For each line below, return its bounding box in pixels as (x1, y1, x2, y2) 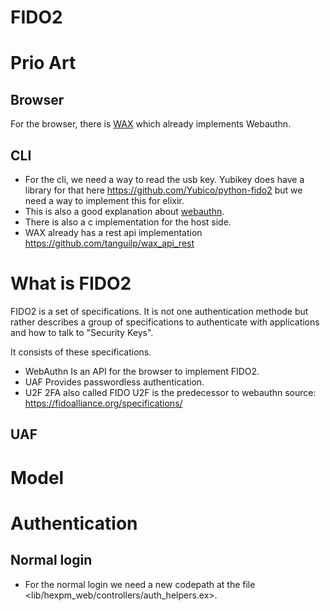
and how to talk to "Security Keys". (10, 326, 154, 338)
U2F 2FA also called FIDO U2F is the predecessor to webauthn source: (24, 386, 317, 398)
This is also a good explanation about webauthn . (24, 206, 225, 217)
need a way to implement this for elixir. (24, 195, 185, 206)
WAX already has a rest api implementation (24, 227, 203, 238)
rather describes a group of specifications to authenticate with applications (10, 316, 320, 328)
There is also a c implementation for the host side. (24, 216, 232, 228)
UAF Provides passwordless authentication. (24, 376, 205, 388)
